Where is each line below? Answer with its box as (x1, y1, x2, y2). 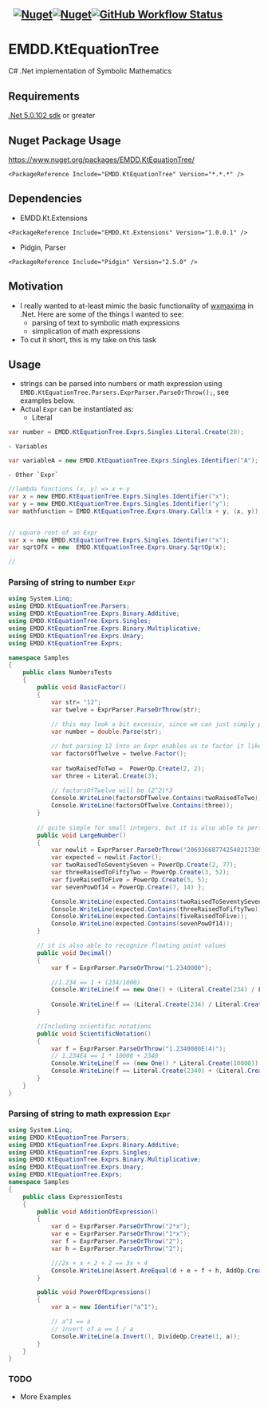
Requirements (8, 89, 80, 103)
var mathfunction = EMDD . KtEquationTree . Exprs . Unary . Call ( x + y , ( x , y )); (8, 507, 262, 515)
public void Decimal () (37, 949, 112, 957)
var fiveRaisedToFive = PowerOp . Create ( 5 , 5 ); (50, 875, 209, 884)
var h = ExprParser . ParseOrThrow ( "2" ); (50, 1244, 183, 1252)
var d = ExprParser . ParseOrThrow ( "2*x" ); (50, 1222, 191, 1231)
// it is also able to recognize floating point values (37, 942, 227, 950)
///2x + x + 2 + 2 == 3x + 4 (50, 1259, 148, 1267)
